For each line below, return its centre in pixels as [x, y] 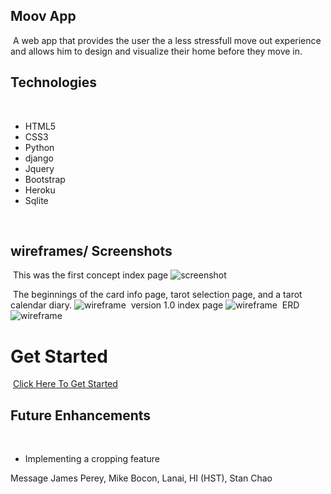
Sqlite [36, 200]
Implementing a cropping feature [92, 459]
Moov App [43, 16]
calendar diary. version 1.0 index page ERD [155, 305]
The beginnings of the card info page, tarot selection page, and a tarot [157, 295]
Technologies [54, 82]
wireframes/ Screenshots [91, 251]
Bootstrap [45, 179]
